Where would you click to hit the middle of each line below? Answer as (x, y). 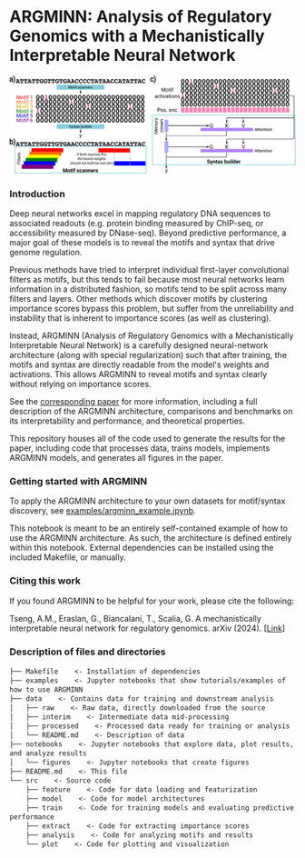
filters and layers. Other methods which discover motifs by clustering (138, 299)
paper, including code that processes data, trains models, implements (140, 448)
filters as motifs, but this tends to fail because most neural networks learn (147, 279)
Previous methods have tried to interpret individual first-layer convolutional (149, 269)
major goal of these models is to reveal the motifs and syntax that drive (142, 242)
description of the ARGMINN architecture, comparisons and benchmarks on (151, 411)
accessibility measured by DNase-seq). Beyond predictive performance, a (148, 233)
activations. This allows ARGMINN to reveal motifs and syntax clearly (138, 374)
